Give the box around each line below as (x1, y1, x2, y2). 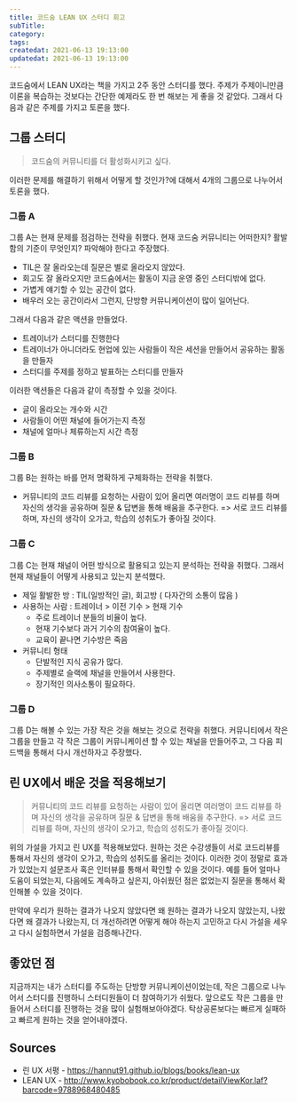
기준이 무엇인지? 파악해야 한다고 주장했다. (25, 243, 170, 254)
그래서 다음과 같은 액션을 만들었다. (9, 314, 128, 325)
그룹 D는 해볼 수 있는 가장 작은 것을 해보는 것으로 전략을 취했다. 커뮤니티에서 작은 (9, 725, 289, 735)
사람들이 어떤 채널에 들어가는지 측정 (21, 415, 146, 426)
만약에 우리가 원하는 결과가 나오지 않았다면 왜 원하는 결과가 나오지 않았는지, (9, 905, 270, 916)
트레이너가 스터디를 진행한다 (21, 333, 121, 344)
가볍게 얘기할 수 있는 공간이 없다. (21, 284, 136, 295)
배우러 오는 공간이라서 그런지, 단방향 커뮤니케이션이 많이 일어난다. (21, 295, 250, 306)
